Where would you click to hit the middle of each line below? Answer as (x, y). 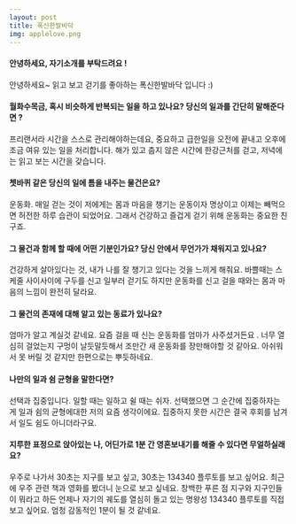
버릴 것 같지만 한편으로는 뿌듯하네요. (90, 357)
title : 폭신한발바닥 (41, 26)
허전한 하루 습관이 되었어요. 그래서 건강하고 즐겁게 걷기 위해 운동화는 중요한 (148, 215)
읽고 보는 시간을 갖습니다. (62, 161)
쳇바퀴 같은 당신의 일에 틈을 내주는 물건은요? (85, 183)
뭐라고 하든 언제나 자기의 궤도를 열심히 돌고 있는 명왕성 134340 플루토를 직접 (152, 499)
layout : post (33, 17)
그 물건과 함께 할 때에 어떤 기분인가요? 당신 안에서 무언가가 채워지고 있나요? (138, 248)
